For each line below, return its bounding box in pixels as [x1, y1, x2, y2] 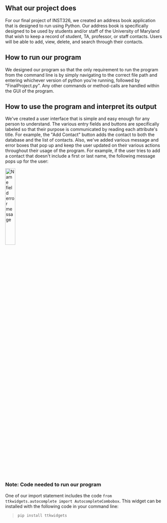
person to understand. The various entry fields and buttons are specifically [5, 121, 159, 127]
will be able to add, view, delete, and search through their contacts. [5, 39, 143, 45]
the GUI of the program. [5, 88, 54, 94]
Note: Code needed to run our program [5, 481, 101, 488]
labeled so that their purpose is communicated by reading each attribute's [5, 126, 158, 133]
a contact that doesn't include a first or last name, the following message [5, 153, 155, 159]
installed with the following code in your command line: [5, 503, 119, 509]
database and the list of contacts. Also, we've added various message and [5, 137, 159, 143]
